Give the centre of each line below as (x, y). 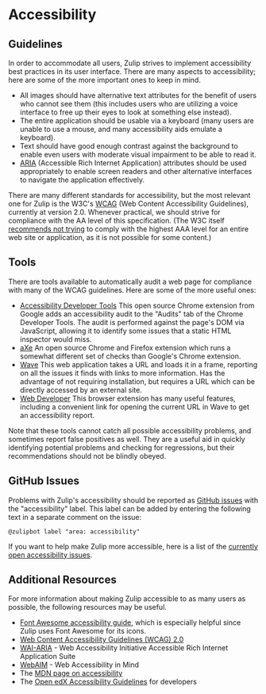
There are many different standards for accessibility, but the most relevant (129, 195)
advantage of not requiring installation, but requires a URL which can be (137, 381)
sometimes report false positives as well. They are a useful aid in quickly (127, 439)
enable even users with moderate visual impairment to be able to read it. (138, 154)
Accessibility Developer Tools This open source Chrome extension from (137, 305)
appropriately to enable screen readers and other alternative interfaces (136, 171)
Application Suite (48, 657)
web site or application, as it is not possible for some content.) (110, 237)
